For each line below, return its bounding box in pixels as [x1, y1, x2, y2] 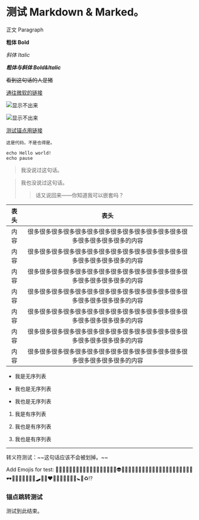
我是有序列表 [14, 410, 46, 418]
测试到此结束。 [6, 508, 43, 515]
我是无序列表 [14, 373, 46, 380]
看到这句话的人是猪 [6, 76, 53, 84]
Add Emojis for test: [6, 466, 54, 473]
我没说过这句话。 [20, 166, 63, 174]
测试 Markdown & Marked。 [6, 5, 145, 19]
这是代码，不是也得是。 [6, 140, 55, 146]
